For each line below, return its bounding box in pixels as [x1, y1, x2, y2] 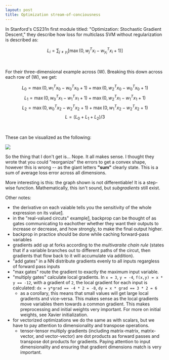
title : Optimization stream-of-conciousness [5, 12, 101, 17]
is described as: [5, 36, 39, 43]
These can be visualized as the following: [5, 134, 92, 140]
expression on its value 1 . [12, 210, 64, 216]
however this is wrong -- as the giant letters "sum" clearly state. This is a [5, 165, 158, 171]
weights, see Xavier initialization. [20, 312, 89, 318]
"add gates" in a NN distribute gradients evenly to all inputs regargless [12, 258, 160, 264]
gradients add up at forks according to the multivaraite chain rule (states [12, 242, 164, 248]
